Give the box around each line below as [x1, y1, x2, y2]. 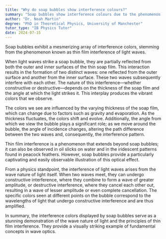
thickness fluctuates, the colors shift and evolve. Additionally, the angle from [5, 116, 162, 121]
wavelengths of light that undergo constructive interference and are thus [5, 198, 154, 203]
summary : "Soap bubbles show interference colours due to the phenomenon [5, 12, 161, 17]
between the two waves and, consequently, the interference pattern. [5, 132, 145, 137]
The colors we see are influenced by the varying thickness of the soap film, [5, 105, 160, 111]
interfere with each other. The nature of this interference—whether [5, 80, 141, 86]
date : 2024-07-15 [5, 30, 41, 35]
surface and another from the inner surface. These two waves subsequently [5, 75, 161, 80]
